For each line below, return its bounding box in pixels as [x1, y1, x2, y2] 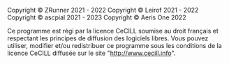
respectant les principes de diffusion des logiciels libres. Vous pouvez [7, 34, 209, 42]
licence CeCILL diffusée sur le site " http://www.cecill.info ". [7, 49, 176, 57]
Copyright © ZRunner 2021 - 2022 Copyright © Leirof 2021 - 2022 [7, 6, 199, 14]
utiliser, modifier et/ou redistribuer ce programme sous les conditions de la [7, 42, 222, 49]
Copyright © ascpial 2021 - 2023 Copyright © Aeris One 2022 [7, 13, 186, 22]
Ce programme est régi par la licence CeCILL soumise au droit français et [7, 27, 219, 35]
